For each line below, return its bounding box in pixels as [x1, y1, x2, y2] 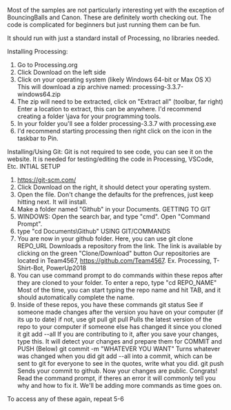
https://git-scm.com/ [17, 176, 77, 184]
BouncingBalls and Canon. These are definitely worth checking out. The [7, 13, 212, 21]
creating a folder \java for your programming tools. [17, 112, 161, 120]
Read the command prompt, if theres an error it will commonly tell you [17, 374, 216, 382]
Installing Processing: [7, 48, 68, 55]
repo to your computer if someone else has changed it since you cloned [17, 323, 222, 330]
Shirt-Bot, [17, 264, 45, 272]
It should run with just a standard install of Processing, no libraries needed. [7, 34, 220, 42]
